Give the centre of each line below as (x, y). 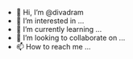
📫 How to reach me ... (53, 47)
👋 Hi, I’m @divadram (50, 12)
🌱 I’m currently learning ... (59, 29)
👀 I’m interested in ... (50, 21)
